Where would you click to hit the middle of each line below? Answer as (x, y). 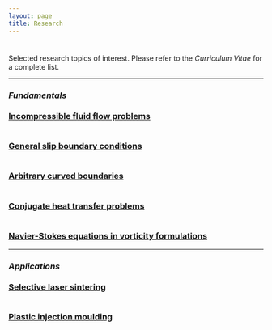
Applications (34, 266)
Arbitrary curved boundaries (66, 176)
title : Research (36, 23)
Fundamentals (38, 95)
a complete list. (34, 67)
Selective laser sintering (57, 286)
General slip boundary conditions (75, 146)
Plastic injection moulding (61, 316)
